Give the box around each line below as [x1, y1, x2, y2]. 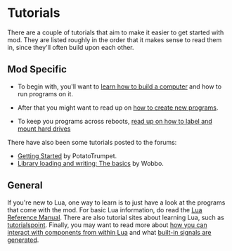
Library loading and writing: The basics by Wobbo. [17, 159, 164, 167]
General [7, 179, 44, 191]
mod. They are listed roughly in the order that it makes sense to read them [7, 35, 222, 44]
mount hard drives [17, 124, 71, 133]
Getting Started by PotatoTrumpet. [17, 151, 117, 160]
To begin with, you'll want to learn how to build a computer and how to [17, 82, 222, 91]
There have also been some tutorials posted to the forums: [7, 138, 177, 146]
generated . [7, 236, 39, 244]
